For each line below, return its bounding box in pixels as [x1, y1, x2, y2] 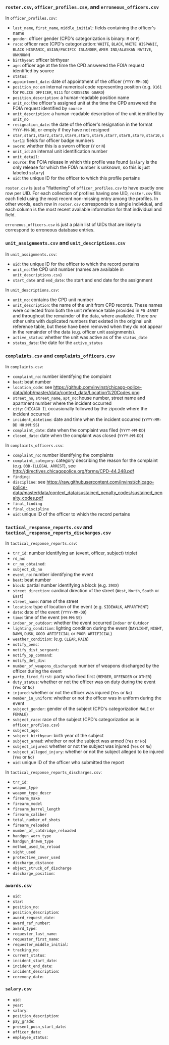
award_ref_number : [12, 920, 50, 926]
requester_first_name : [12, 936, 60, 942]
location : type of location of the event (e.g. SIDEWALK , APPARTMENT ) [12, 604, 149, 610]
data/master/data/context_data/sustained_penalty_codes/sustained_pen [12, 489, 163, 496]
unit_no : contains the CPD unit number [12, 297, 94, 303]
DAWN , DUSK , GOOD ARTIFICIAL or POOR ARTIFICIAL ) [12, 631, 112, 637]
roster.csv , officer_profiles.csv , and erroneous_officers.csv [5, 4, 159, 11]
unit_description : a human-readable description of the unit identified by [12, 111, 164, 117]
